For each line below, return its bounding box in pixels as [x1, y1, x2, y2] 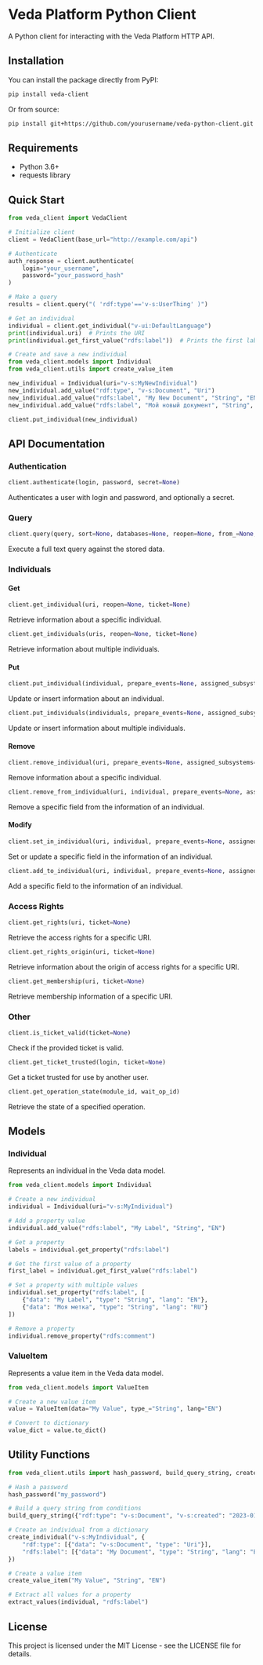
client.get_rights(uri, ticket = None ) [8, 918, 131, 927]
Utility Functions [8, 1448, 91, 1462]
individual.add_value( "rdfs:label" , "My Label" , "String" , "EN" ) [8, 1224, 225, 1232]
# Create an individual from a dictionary [8, 1526, 149, 1534]
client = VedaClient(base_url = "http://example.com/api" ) [8, 236, 198, 243]
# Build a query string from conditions [8, 1505, 142, 1513]
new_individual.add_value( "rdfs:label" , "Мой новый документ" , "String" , [8, 401, 254, 409]
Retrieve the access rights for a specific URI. [8, 933, 152, 943]
